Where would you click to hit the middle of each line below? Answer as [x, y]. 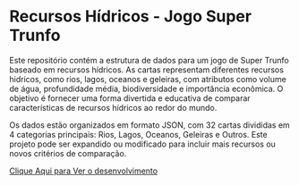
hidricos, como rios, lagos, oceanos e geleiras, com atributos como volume [148, 79]
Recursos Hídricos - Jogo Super [131, 17]
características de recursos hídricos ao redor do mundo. [113, 107]
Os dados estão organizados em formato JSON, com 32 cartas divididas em [150, 125]
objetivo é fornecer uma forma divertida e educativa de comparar [130, 98]
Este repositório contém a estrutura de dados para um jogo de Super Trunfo [149, 60]
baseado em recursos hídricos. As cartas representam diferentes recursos [147, 70]
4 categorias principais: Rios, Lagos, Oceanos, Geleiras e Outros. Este [138, 134]
